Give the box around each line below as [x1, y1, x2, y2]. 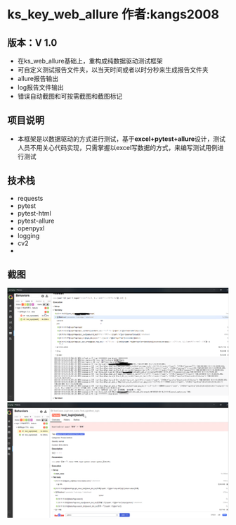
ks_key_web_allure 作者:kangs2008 [7, 6, 220, 23]
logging [17, 231, 40, 240]
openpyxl [17, 223, 45, 233]
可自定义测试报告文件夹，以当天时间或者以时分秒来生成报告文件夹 [17, 66, 209, 74]
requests [17, 194, 44, 202]
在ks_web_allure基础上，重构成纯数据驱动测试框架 [17, 57, 163, 65]
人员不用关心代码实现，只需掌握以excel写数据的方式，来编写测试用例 [17, 143, 218, 152]
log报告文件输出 [17, 83, 65, 92]
